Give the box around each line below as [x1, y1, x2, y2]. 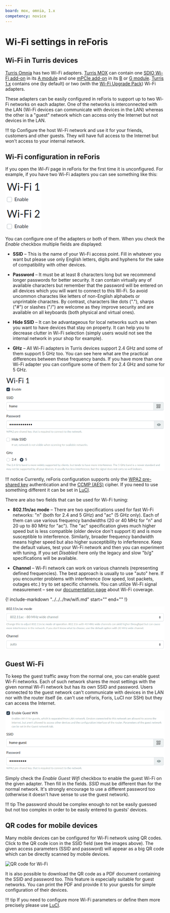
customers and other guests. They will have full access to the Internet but [5, 132, 159, 139]
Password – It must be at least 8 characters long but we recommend [12, 272, 156, 278]
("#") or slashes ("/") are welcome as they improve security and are [12, 304, 153, 310]
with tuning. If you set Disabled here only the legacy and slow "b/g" [12, 550, 154, 556]
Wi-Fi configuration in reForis [5, 152, 100, 161]
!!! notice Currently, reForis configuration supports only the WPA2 [5, 476, 142, 482]
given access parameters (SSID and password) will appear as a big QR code [5, 846, 164, 852]
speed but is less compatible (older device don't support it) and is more [12, 528, 162, 534]
